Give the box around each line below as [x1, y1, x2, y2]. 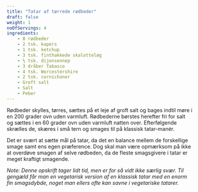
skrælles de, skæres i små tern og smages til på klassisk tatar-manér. [6, 125, 175, 132]
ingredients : [6, 31, 39, 36]
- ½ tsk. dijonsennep [17, 58, 70, 63]
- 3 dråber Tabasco [17, 63, 65, 69]
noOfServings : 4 [6, 25, 47, 31]
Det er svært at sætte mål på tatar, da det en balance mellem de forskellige [6, 136, 188, 144]
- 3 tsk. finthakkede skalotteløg [17, 52, 102, 58]
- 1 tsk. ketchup [17, 47, 60, 53]
